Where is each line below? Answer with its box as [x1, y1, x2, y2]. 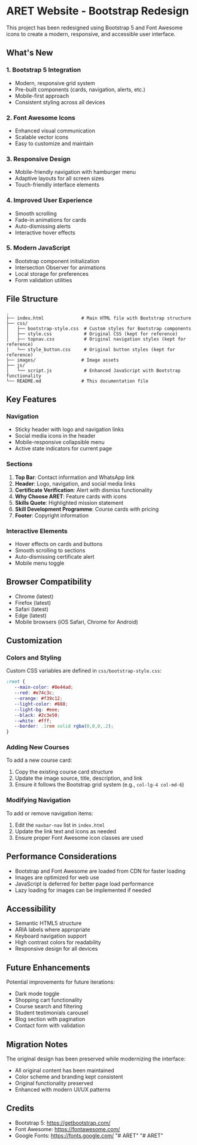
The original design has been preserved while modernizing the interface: [6, 1055, 186, 1062]
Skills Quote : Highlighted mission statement [14, 499, 124, 506]
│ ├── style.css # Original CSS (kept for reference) [6, 331, 178, 337]
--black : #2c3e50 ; [14, 712, 60, 718]
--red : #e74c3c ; [14, 690, 55, 696]
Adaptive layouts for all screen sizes [14, 175, 104, 182]
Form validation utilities [14, 276, 72, 284]
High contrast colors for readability [14, 939, 101, 946]
